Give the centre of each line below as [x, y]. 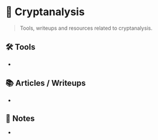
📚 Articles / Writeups [46, 83]
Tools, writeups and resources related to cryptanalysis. [86, 28]
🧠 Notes [20, 118]
